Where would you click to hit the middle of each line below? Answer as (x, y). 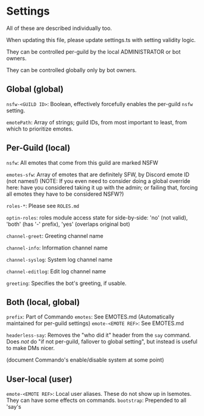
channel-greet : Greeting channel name (55, 235)
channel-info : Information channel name (57, 248)
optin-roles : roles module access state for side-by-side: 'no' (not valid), (97, 217)
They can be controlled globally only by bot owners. (72, 70)
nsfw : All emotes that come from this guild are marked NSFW (82, 162)
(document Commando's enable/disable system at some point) (85, 360)
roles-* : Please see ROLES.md (43, 206)
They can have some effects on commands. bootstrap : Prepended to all (97, 400)
